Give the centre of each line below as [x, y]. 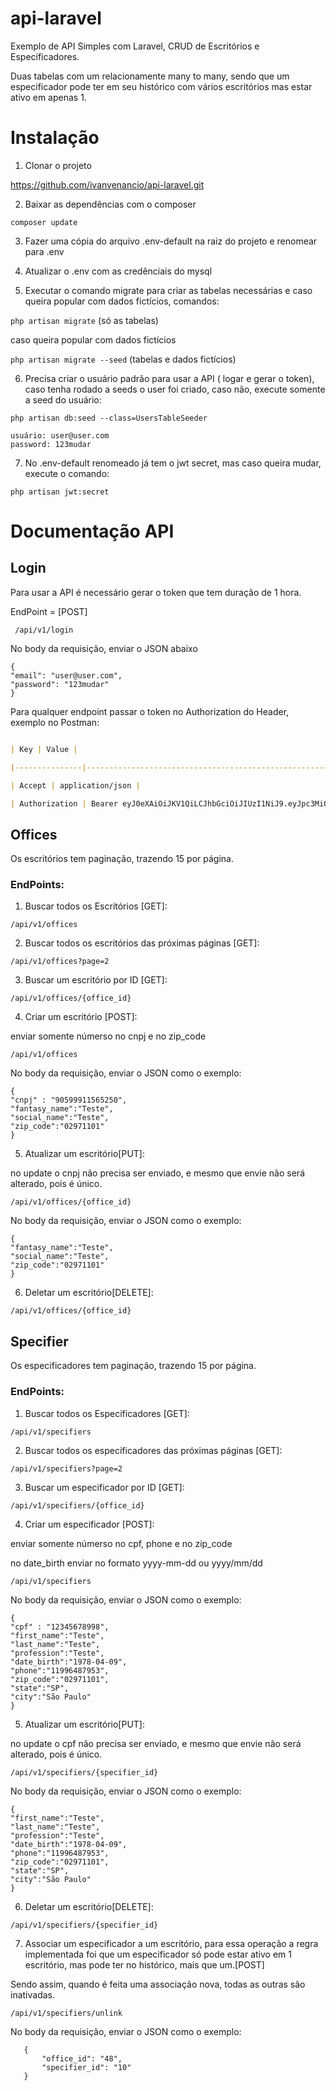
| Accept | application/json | [75, 785]
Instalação [55, 138]
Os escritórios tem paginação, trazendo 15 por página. [122, 859]
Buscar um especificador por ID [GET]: [104, 1487]
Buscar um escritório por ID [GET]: [96, 980]
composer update [44, 222]
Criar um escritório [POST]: [81, 1017]
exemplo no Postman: [55, 722]
